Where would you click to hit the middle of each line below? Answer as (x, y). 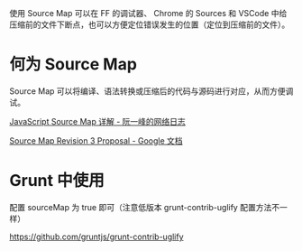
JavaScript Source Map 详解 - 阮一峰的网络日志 (98, 121)
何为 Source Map (73, 65)
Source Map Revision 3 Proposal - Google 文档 (96, 140)
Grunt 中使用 (57, 181)
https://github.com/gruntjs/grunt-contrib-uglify (96, 237)
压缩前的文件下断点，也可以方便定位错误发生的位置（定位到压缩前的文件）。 (150, 24)
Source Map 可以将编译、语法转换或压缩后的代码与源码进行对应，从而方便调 (151, 91)
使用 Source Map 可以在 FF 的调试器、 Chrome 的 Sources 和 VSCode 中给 (148, 13)
